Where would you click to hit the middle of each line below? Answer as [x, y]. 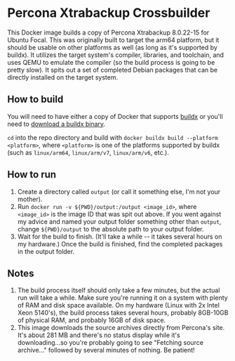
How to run [32, 175]
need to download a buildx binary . [56, 124]
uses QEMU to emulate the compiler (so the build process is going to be [111, 62]
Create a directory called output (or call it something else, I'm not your [119, 191]
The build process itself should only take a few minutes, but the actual [119, 291]
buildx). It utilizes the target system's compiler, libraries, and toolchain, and [116, 55]
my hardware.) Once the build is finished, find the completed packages [120, 243]
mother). [30, 199]
